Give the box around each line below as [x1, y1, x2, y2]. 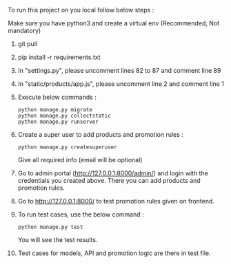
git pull [17, 40, 37, 47]
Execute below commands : [17, 93, 97, 101]
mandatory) [8, 27, 41, 34]
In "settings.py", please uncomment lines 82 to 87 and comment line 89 [17, 67, 221, 74]
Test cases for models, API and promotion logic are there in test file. [17, 249, 211, 257]
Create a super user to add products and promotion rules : [17, 131, 183, 138]
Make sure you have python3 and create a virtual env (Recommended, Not [8, 19, 220, 27]
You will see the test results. [17, 236, 98, 243]
